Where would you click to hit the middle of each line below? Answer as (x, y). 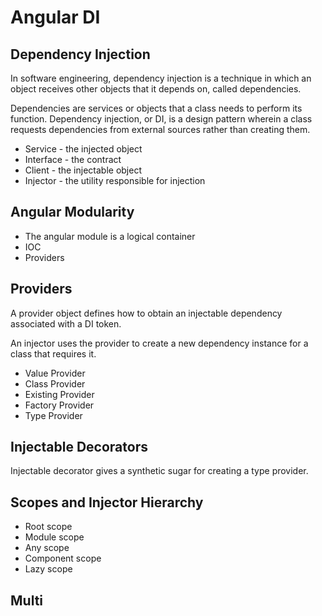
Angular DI (55, 17)
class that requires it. (53, 353)
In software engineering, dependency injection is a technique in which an (161, 78)
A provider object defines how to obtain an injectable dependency (146, 313)
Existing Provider (59, 394)
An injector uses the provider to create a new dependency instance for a (159, 343)
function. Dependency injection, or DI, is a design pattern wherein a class (161, 119)
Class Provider (55, 383)
